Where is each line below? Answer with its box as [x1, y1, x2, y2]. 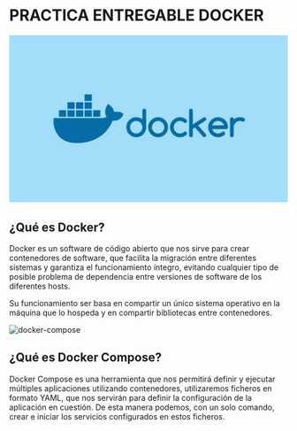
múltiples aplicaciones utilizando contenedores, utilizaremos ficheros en [9, 382, 272, 394]
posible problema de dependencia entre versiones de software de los [9, 271, 263, 281]
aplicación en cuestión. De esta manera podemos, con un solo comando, [9, 402, 275, 412]
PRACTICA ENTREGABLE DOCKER [9, 5, 264, 26]
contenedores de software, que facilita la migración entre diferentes [9, 252, 257, 263]
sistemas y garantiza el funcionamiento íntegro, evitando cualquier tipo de [9, 262, 279, 273]
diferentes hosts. [9, 281, 71, 291]
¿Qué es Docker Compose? [9, 350, 162, 366]
